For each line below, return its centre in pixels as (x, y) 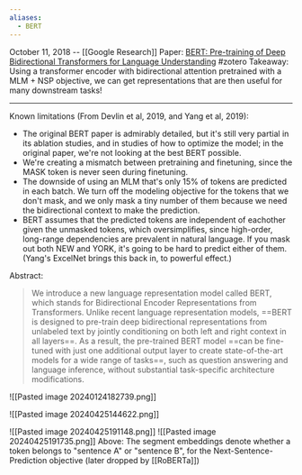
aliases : (26, 18)
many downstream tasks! (56, 90)
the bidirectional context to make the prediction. (111, 210)
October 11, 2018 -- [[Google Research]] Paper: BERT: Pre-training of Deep (147, 51)
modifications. (58, 379)
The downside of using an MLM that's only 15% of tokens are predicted (155, 181)
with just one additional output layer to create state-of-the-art (169, 350)
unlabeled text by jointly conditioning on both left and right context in (159, 331)
